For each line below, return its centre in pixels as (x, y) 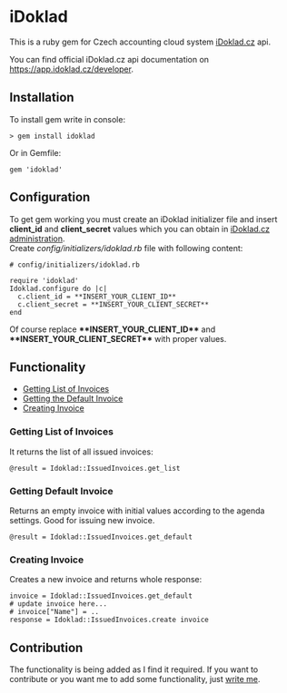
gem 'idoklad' (36, 170)
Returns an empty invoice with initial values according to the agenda (137, 511)
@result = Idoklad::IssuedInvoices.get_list (95, 468)
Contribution (46, 647)
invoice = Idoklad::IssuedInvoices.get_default (101, 596)
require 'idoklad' (44, 280)
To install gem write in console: (67, 119)
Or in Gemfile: (35, 152)
